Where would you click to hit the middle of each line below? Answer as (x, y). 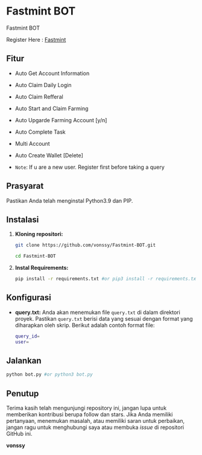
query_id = (27, 336)
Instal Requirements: (42, 268)
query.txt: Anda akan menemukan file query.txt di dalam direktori (98, 312)
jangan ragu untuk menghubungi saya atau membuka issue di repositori (95, 427)
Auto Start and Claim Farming (52, 108)
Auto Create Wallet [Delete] (49, 155)
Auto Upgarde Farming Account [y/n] (61, 120)
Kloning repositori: (39, 234)
